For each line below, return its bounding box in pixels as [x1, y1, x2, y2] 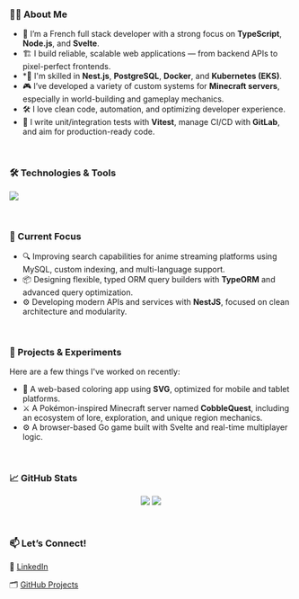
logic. [22, 432, 43, 443]
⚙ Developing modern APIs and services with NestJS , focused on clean [22, 296, 290, 307]
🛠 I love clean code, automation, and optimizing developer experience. [22, 103, 286, 115]
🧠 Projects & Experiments [9, 345, 122, 358]
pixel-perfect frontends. [22, 61, 111, 72]
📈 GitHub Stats [9, 472, 78, 485]
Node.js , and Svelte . [22, 38, 101, 49]
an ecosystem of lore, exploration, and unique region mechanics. [22, 413, 263, 424]
